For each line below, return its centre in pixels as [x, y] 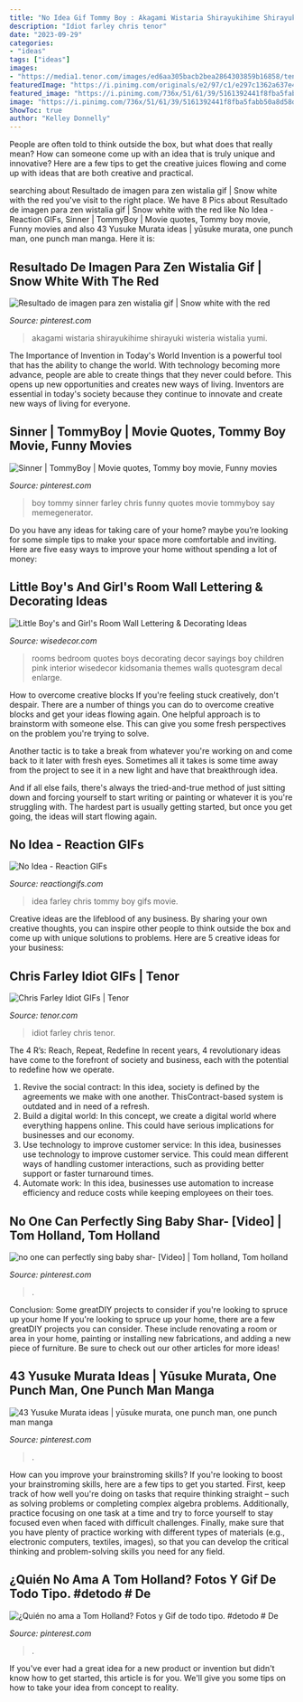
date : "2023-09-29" [46, 34]
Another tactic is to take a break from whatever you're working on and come [151, 750]
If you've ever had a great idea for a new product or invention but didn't [142, 1668]
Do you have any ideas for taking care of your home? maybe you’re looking [149, 530]
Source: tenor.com [44, 1016]
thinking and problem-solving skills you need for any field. [117, 1551]
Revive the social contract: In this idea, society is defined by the [141, 1087]
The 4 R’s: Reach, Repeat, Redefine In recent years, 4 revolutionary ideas [145, 1050]
